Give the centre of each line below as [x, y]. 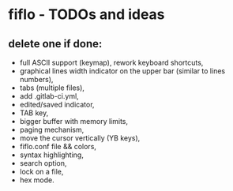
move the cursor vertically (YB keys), [80, 138]
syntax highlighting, [52, 155]
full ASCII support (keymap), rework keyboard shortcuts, [111, 62]
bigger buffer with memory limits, [74, 121]
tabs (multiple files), [52, 88]
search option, [43, 163]
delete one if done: [55, 44]
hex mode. [37, 180]
